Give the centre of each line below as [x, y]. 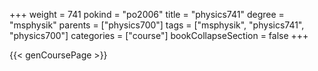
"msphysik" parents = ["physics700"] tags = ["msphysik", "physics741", [157, 25]
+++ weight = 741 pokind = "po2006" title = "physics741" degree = [147, 14]
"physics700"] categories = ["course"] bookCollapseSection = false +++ [159, 35]
